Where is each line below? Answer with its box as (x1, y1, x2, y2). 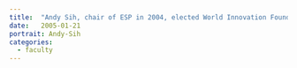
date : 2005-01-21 (9, 21, 81, 30)
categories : (9, 37, 53, 47)
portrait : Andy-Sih (9, 29, 81, 38)
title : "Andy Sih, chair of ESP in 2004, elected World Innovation (9, 12, 267, 22)
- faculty (17, 46, 53, 55)
